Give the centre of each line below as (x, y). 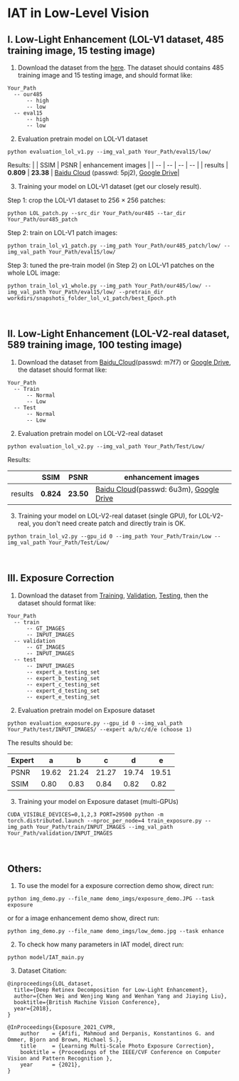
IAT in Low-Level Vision (78, 13)
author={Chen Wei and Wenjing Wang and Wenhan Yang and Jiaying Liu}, (121, 996)
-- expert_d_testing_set (63, 691)
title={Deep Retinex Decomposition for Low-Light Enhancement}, (111, 990)
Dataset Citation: (42, 971)
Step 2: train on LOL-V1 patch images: (63, 233)
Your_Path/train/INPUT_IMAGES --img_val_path (105, 827)
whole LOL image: (34, 273)
